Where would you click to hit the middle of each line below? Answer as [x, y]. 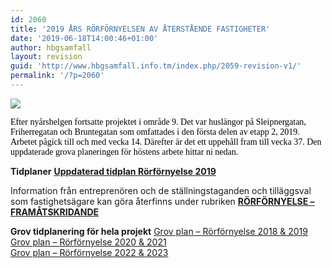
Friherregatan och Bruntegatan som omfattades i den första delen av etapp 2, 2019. [155, 131]
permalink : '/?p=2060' [57, 76]
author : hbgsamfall [51, 47]
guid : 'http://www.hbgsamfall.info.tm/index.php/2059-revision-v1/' [156, 66]
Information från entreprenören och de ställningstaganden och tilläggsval [161, 190]
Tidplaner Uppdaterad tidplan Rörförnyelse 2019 [113, 171]
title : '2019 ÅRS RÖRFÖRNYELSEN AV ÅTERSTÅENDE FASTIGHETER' [140, 29]
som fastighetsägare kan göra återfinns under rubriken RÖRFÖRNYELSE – [162, 201]
